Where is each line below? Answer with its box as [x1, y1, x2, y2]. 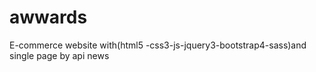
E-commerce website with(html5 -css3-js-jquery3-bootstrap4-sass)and [9, 39, 307, 51]
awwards [9, 6, 88, 29]
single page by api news [9, 49, 110, 61]
